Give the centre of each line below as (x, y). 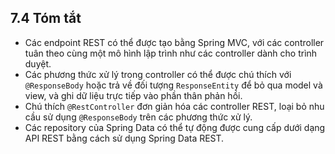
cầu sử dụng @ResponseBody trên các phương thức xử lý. (138, 117)
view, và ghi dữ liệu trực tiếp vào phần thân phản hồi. (133, 95)
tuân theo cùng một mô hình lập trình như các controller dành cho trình (171, 53)
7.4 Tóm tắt (46, 18)
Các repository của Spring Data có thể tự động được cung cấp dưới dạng (175, 127)
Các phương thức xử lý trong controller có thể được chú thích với (158, 74)
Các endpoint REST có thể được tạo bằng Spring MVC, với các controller (174, 42)
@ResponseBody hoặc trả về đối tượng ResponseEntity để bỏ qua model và (173, 85)
